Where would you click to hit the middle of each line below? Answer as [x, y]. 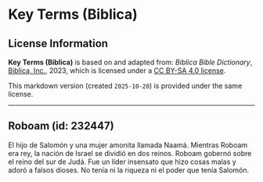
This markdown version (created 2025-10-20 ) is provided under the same [125, 86]
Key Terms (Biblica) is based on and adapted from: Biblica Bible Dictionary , [130, 62]
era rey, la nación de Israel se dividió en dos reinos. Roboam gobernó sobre [130, 153]
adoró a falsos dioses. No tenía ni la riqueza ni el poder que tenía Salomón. [129, 169]
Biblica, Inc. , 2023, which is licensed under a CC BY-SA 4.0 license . [117, 71]
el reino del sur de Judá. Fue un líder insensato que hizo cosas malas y [122, 162]
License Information [58, 44]
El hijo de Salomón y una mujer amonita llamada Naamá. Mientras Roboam [128, 145]
